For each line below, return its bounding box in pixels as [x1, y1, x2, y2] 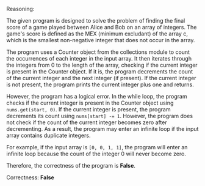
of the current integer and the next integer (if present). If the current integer [6, 75, 196, 81]
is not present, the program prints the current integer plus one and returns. [6, 81, 194, 88]
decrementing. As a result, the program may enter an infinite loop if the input [6, 125, 199, 132]
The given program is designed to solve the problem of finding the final [6, 17, 185, 24]
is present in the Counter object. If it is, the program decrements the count [6, 68, 193, 75]
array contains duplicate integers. [6, 132, 91, 139]
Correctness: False [6, 174, 55, 181]
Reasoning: [6, 6, 35, 12]
